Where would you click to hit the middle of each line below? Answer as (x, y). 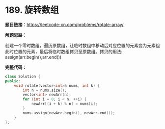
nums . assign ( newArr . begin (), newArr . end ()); (69, 113)
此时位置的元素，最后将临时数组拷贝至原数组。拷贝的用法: (64, 52)
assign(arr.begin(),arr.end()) (33, 57)
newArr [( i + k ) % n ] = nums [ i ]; (64, 104)
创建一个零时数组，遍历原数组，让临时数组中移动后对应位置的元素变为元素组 (82, 45)
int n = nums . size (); (45, 90)
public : (13, 81)
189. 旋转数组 (32, 10)
